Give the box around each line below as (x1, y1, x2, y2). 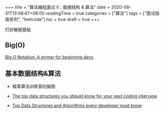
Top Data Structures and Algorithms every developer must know (12, 102, 142, 108)
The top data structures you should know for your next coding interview (12, 93, 158, 99)
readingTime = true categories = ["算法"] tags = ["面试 (46, 10, 155, 16)
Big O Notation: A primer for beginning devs (5, 54, 94, 60)
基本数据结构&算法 (5, 70, 61, 78)
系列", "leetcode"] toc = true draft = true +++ (9, 17, 100, 22)
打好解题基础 (5, 27, 31, 33)
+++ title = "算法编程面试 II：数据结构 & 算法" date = (5, 4, 110, 10)
